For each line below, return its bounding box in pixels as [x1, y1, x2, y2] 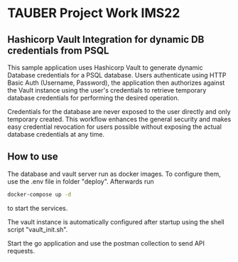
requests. [7, 246, 36, 255]
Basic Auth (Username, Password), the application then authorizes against [7, 78, 225, 87]
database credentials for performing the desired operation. [7, 94, 180, 102]
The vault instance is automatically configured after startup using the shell [7, 217, 225, 226]
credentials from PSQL [7, 44, 109, 56]
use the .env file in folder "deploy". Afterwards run [7, 177, 154, 186]
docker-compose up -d [7, 191, 72, 198]
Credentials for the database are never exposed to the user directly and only [7, 108, 231, 115]
